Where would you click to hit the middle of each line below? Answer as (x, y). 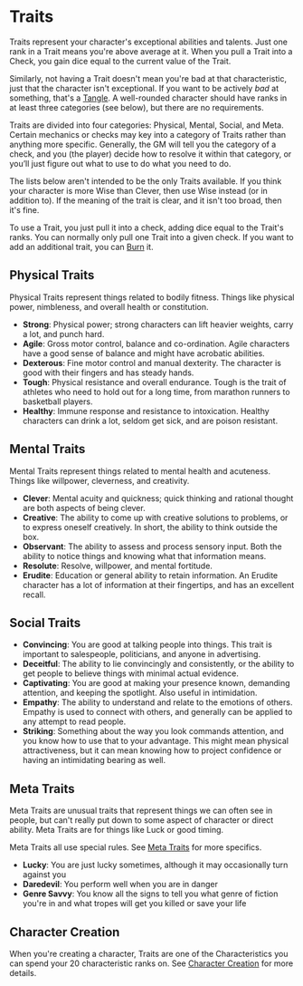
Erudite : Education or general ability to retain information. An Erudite (150, 575)
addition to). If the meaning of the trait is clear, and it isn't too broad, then (146, 200)
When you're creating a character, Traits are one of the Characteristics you (149, 954)
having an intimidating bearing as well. (94, 760)
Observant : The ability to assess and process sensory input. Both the (152, 546)
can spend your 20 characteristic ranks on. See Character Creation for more (151, 963)
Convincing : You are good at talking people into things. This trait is (147, 644)
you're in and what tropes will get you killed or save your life (134, 904)
